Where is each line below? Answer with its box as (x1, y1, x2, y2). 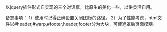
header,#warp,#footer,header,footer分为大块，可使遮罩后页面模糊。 (17, 21, 157, 27)
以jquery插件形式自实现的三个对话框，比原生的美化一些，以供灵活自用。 (5, 4, 155, 10)
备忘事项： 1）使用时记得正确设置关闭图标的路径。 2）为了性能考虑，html (5, 15, 158, 21)
